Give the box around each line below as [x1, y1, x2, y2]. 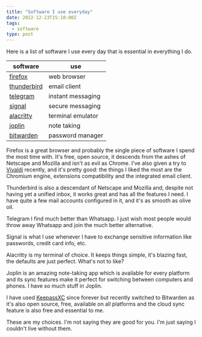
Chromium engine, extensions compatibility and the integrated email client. [6, 173, 192, 180]
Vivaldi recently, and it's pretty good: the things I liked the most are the [6, 166, 182, 173]
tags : [6, 20, 20, 26]
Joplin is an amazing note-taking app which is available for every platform [6, 269, 190, 277]
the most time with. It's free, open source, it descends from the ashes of [6, 153, 186, 161]
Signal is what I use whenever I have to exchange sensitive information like [6, 233, 192, 240]
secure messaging [48, 102, 101, 111]
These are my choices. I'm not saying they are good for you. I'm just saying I [6, 318, 196, 326]
